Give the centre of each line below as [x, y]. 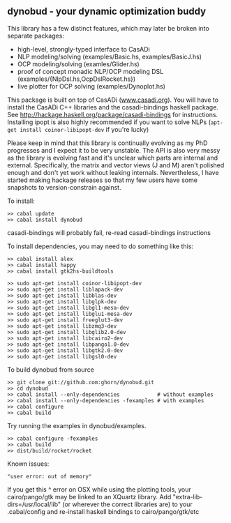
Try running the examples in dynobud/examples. [77, 425]
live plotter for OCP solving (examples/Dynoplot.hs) [91, 86]
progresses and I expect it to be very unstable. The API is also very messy [114, 150]
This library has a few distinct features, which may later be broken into [108, 28]
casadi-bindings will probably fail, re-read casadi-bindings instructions [109, 232]
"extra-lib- [188, 497]
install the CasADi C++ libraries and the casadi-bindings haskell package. [113, 107]
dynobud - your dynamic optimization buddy [107, 12]
